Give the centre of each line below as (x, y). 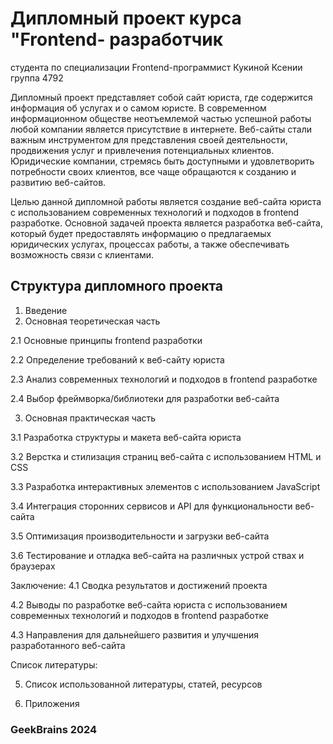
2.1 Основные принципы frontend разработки (106, 340)
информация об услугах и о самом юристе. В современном (138, 108)
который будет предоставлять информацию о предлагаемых (141, 233)
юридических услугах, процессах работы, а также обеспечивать (150, 244)
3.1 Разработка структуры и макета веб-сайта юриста (126, 437)
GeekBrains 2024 (54, 729)
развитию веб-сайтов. (58, 182)
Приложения (52, 703)
